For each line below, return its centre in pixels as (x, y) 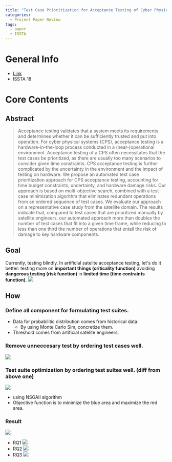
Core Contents (37, 100)
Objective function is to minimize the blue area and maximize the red (85, 403)
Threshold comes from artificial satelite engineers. (66, 333)
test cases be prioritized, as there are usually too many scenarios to (89, 158)
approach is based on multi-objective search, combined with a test (88, 191)
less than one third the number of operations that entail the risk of (87, 229)
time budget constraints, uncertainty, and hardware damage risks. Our (92, 185)
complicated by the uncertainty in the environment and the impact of (90, 169)
